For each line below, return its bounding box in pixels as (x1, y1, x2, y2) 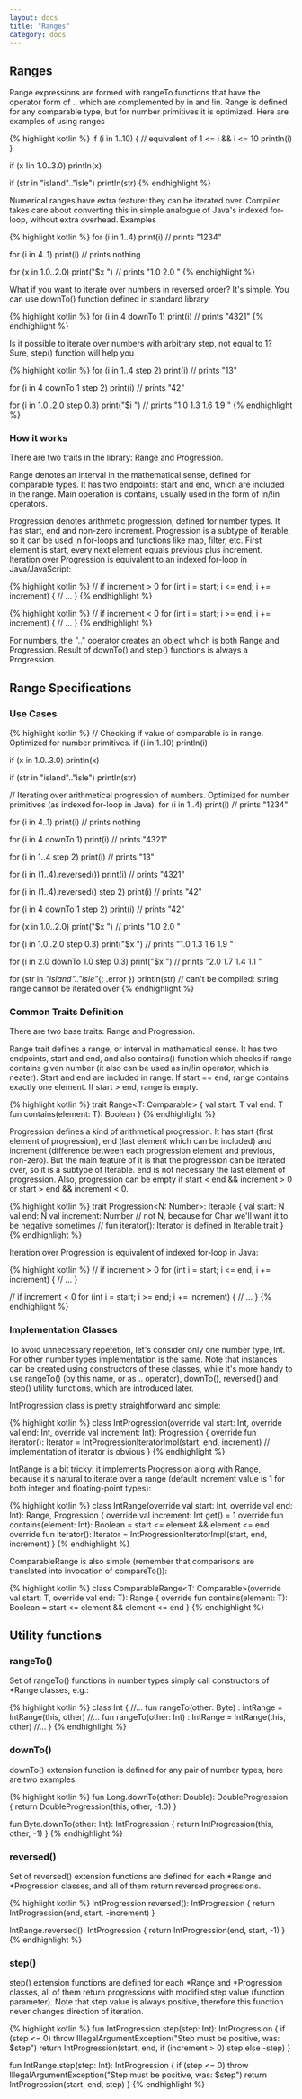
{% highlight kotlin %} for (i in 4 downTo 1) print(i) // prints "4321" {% (9, 311, 264, 322)
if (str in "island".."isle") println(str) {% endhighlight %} (9, 177, 211, 189)
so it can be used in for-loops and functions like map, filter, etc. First (9, 535, 262, 545)
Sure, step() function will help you (9, 347, 135, 358)
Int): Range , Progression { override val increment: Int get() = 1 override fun (9, 1509, 284, 1520)
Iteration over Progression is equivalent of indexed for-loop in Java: (9, 1248, 259, 1258)
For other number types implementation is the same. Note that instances (9, 1354, 278, 1365)
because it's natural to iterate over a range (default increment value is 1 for (9, 1473, 286, 1483)
